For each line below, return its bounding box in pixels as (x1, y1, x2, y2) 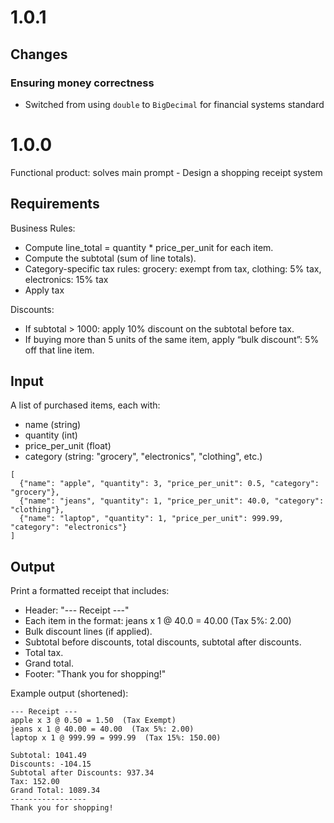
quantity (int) (24, 429, 78, 441)
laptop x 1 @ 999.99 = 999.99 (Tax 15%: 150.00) (10, 733, 222, 743)
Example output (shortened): (10, 687, 129, 700)
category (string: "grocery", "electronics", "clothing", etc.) (24, 451, 263, 463)
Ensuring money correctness (10, 76, 155, 90)
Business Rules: (10, 222, 76, 234)
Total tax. (24, 647, 64, 659)
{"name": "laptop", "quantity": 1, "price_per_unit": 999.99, (19, 514, 284, 524)
